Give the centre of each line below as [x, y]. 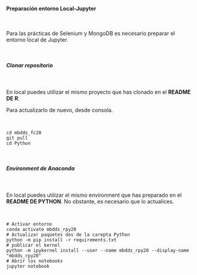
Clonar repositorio [29, 65]
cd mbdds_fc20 [24, 133]
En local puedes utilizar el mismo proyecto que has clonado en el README [98, 92]
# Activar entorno [29, 224]
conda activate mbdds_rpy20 [41, 230]
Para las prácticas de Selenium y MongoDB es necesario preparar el [91, 34]
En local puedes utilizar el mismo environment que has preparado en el [94, 195]
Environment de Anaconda [41, 168]
